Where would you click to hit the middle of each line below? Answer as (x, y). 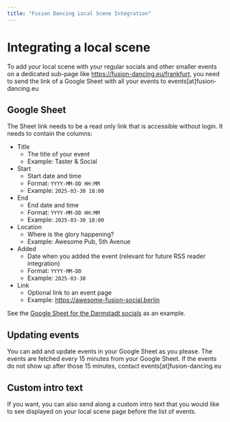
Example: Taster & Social (62, 161)
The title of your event (59, 154)
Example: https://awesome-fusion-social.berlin (93, 300)
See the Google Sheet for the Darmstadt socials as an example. (97, 314)
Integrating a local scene (79, 47)
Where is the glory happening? (71, 235)
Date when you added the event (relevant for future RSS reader (116, 256)
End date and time (53, 205)
